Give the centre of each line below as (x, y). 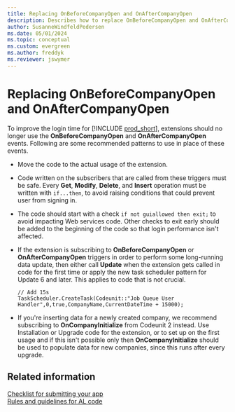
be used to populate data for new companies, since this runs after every (121, 347)
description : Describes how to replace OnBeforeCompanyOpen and (103, 20)
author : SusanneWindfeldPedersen (56, 27)
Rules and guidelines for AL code (55, 401)
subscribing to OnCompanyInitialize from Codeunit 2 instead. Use (113, 325)
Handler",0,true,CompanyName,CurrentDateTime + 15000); (100, 304)
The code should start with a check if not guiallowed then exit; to (117, 214)
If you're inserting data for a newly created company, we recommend (117, 317)
